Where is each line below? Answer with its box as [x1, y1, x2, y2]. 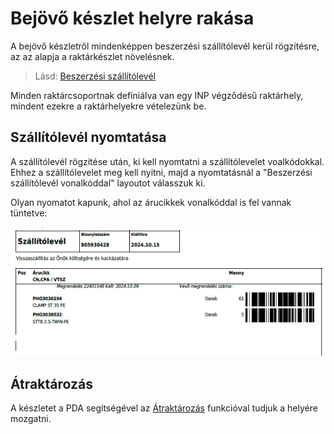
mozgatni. [10, 413, 52, 425]
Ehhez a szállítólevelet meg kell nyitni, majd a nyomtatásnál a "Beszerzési [10, 166, 313, 178]
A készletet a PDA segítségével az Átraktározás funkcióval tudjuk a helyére [10, 402, 318, 414]
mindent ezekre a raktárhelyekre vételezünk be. [10, 100, 207, 112]
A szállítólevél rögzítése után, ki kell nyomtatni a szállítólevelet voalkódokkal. [10, 155, 325, 167]
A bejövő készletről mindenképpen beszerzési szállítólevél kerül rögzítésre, [10, 40, 320, 52]
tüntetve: [10, 207, 48, 219]
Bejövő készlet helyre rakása [10, 7, 255, 30]
